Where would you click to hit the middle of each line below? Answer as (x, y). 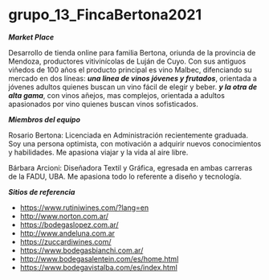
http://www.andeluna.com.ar (67, 233)
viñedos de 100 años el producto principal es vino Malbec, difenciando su (130, 69)
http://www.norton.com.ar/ (64, 216)
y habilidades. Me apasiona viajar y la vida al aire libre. (98, 152)
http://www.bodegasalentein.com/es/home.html (99, 258)
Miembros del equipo (45, 119)
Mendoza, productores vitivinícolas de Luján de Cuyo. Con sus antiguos (127, 61)
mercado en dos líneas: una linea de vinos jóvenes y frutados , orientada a (132, 78)
